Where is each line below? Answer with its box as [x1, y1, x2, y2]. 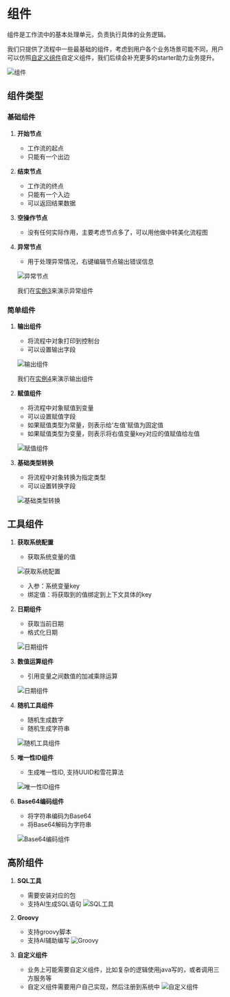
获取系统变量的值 [27, 552, 76, 560]
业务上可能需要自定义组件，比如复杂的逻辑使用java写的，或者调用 [27, 965, 214, 974]
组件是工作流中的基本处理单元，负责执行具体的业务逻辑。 [7, 30, 170, 38]
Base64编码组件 [16, 797, 64, 805]
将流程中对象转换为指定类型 [27, 473, 106, 481]
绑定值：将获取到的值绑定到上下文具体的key [27, 590, 152, 598]
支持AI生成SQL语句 [27, 899, 82, 908]
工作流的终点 [27, 181, 64, 190]
